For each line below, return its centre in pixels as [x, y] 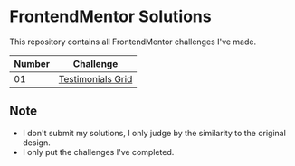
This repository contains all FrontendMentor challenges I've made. [133, 41]
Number [32, 63]
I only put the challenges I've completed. [98, 152]
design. [37, 143]
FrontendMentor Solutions [110, 17]
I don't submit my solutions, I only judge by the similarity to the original [154, 133]
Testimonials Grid [95, 78]
